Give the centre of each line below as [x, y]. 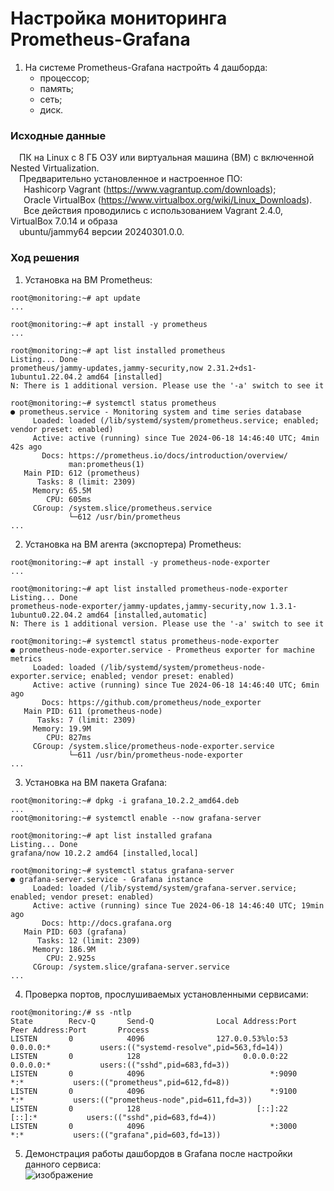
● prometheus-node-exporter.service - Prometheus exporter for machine [162, 650]
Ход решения [45, 258]
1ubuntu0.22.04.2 [46, 615]
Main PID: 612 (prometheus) [82, 473]
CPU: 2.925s [71, 958]
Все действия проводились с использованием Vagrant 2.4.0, [153, 211]
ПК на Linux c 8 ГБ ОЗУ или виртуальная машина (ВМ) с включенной [167, 158]
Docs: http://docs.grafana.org [106, 923]
